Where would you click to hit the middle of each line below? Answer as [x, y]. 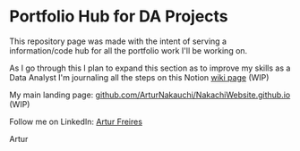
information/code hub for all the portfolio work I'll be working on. [129, 50]
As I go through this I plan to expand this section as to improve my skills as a [150, 68]
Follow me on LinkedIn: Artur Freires [76, 122]
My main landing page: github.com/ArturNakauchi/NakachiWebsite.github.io [150, 95]
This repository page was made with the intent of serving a [118, 41]
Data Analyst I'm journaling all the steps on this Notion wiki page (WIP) [139, 77]
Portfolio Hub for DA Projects [119, 17]
